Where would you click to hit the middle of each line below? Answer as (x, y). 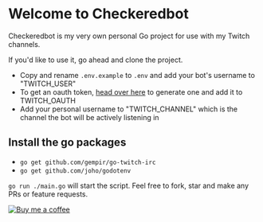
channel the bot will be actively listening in (89, 117)
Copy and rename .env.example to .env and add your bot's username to (137, 75)
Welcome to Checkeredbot (98, 14)
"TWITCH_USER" (48, 84)
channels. (24, 44)
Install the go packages (67, 143)
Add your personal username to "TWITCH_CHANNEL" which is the (129, 109)
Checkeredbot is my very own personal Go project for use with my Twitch (129, 36)
